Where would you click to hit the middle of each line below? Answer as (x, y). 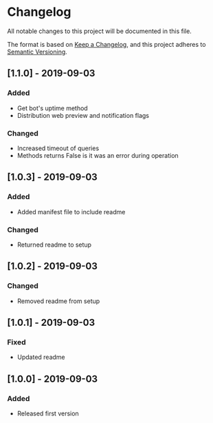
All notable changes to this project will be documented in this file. (100, 31)
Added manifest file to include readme (71, 211)
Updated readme (41, 357)
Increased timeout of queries (58, 148)
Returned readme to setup (54, 245)
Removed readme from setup (58, 301)
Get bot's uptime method (52, 108)
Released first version (48, 413)
